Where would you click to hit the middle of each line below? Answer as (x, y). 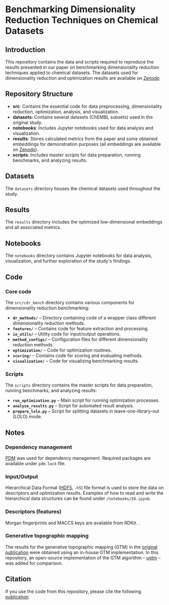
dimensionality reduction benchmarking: (47, 308)
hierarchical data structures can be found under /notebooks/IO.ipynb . (78, 498)
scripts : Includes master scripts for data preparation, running (77, 155)
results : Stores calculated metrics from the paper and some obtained (85, 139)
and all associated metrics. (33, 228)
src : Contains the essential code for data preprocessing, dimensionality (87, 106)
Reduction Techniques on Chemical (82, 20)
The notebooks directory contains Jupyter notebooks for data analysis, (79, 256)
